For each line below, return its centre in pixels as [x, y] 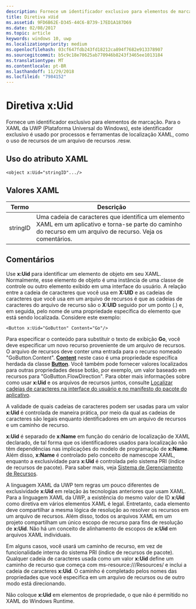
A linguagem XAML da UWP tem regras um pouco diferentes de [83, 485]
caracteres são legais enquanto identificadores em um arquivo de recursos [96, 419]
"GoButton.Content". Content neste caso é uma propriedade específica [92, 357]
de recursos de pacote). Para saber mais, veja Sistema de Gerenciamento [94, 467]
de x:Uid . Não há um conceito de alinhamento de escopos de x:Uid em [91, 528]
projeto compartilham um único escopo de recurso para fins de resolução [95, 522]
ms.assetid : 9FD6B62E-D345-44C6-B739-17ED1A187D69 [69, 22]
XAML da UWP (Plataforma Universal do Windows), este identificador [90, 128]
